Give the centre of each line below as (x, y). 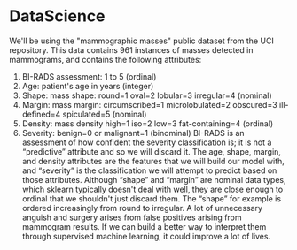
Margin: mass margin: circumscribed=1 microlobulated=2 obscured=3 (149, 104)
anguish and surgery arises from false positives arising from (132, 217)
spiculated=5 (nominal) (105, 114)
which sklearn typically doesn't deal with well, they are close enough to (152, 189)
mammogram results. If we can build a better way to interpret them (144, 226)
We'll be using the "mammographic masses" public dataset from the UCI (142, 41)
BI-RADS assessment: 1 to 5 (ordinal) (89, 76)
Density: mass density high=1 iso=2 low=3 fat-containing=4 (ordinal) (148, 123)
